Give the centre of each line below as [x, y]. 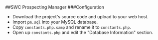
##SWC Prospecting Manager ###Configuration [55, 7]
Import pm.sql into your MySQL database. [55, 22]
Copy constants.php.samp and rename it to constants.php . [72, 27]
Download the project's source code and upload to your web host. [80, 17]
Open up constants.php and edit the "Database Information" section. [83, 32]
